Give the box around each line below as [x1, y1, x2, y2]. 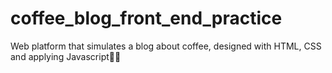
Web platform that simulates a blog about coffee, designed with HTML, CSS [10, 40, 322, 52]
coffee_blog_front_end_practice [10, 7, 283, 30]
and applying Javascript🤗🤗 [10, 50, 122, 62]
